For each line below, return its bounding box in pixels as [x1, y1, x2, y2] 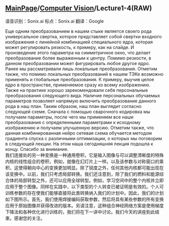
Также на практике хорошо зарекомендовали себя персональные [5, 87, 148, 93]
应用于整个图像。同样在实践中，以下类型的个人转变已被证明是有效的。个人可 [5, 184, 164, 190]
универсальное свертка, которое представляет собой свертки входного [5, 33, 162, 39]
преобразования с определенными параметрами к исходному [5, 119, 141, 125]
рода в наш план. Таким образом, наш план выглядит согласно [5, 103, 142, 109]
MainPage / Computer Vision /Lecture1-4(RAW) [5, 4, 152, 13]
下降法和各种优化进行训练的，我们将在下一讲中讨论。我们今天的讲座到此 [5, 209, 155, 215]
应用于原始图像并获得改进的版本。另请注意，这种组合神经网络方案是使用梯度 [5, 202, 164, 208]
